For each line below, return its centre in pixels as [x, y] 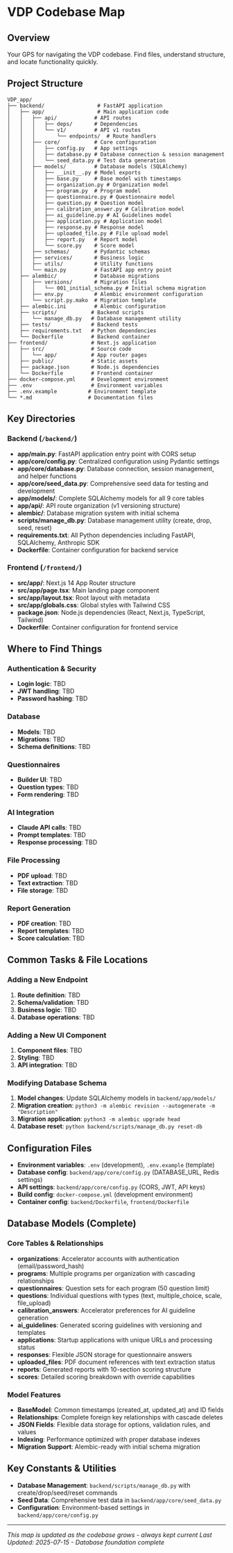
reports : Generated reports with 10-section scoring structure [104, 1369]
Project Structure [45, 84]
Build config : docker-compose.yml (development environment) [105, 1194]
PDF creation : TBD [44, 923]
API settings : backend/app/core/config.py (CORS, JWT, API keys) [111, 1187]
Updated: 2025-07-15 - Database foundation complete [86, 1542]
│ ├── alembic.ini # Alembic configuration [87, 306]
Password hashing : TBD [52, 698]
